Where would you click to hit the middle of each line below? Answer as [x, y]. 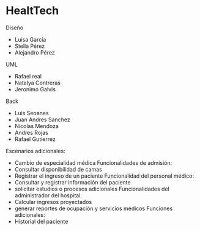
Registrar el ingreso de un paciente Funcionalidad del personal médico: [104, 176]
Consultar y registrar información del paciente [72, 182]
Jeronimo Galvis [35, 89]
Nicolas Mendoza [37, 126]
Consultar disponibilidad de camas [58, 169]
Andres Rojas [31, 132]
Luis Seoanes [32, 113]
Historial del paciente [41, 221]
